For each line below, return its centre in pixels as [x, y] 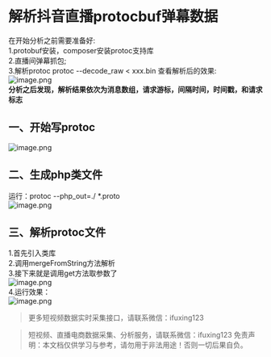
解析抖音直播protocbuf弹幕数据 [113, 17]
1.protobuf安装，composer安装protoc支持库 [81, 50]
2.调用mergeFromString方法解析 [62, 263]
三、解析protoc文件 [57, 232]
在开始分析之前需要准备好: [52, 40]
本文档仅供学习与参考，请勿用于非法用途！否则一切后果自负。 [145, 345]
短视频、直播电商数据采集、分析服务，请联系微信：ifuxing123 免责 [138, 335]
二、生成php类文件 [56, 175]
